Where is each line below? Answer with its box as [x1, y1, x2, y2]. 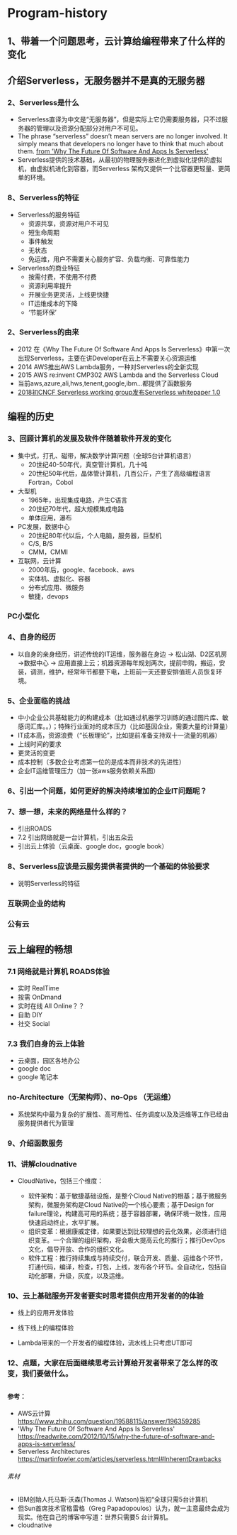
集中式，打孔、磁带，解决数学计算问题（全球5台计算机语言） [17, 451, 196, 459]
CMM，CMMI [28, 547, 69, 556]
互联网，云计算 [17, 556, 62, 565]
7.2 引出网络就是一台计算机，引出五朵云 [17, 833, 134, 842]
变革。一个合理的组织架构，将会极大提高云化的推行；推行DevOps [34, 1235, 226, 1244]
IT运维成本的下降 [28, 299, 78, 307]
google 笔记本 [17, 1073, 59, 1081]
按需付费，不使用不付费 [28, 272, 97, 281]
